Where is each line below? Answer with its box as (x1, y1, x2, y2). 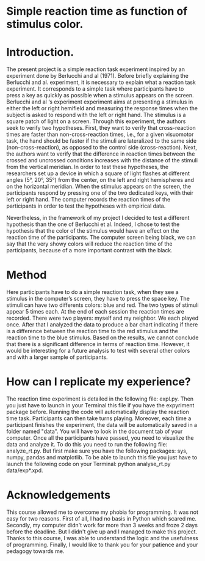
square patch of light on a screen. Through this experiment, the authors (6, 118, 186, 125)
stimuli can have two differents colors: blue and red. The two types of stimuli (6, 301, 199, 309)
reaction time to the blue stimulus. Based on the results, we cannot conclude (6, 334, 199, 341)
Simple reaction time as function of (6, 4, 188, 18)
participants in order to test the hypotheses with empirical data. (6, 202, 166, 209)
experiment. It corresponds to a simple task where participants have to (6, 85, 184, 92)
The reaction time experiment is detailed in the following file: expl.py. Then (6, 395, 194, 402)
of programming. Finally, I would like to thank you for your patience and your (6, 541, 198, 548)
